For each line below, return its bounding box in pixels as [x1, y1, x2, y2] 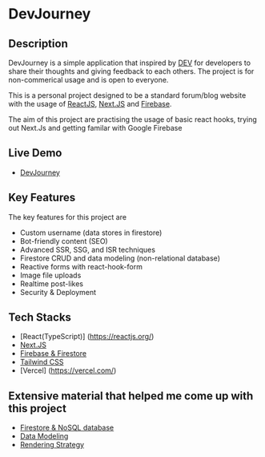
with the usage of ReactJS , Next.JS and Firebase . [8, 99, 172, 108]
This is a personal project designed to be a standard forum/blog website [8, 91, 247, 100]
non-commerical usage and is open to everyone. [8, 75, 169, 84]
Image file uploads [19, 270, 82, 280]
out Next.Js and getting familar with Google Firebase [8, 123, 183, 132]
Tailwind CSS [19, 358, 64, 367]
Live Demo [8, 146, 62, 160]
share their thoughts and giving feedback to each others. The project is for [8, 67, 255, 76]
